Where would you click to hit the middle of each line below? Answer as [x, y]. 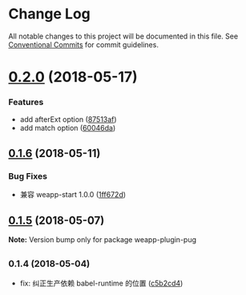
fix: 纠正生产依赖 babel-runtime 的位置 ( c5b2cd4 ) [101, 283]
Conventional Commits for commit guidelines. [83, 44]
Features [26, 103]
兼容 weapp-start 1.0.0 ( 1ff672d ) [73, 195]
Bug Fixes [28, 176]
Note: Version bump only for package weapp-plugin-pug [103, 239]
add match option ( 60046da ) [68, 128]
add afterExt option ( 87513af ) [69, 119]
